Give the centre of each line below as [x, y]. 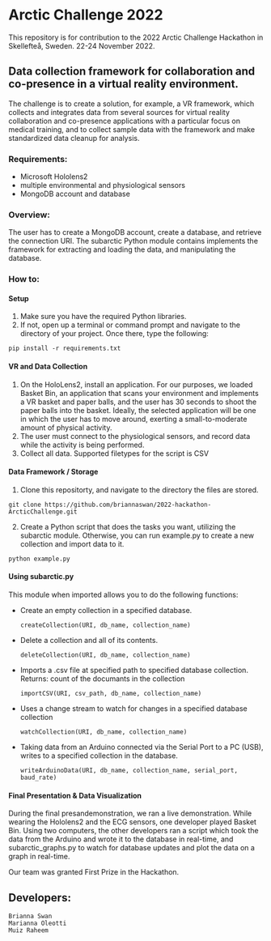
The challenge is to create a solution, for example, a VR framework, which [131, 104]
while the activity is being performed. [82, 445]
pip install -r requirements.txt [65, 349]
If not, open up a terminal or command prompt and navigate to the [130, 325]
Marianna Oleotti [38, 924]
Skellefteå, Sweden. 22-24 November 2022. [82, 45]
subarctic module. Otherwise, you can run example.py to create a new [137, 535]
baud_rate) [38, 778]
